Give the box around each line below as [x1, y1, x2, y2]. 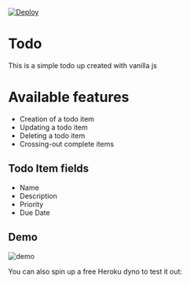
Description [19, 191, 57, 200]
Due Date [19, 208, 50, 217]
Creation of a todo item [19, 114, 95, 123]
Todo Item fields [8, 162, 90, 176]
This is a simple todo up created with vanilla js [8, 60, 157, 70]
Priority [19, 199, 44, 209]
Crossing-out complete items [19, 139, 115, 148]
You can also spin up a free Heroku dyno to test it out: [8, 267, 183, 276]
